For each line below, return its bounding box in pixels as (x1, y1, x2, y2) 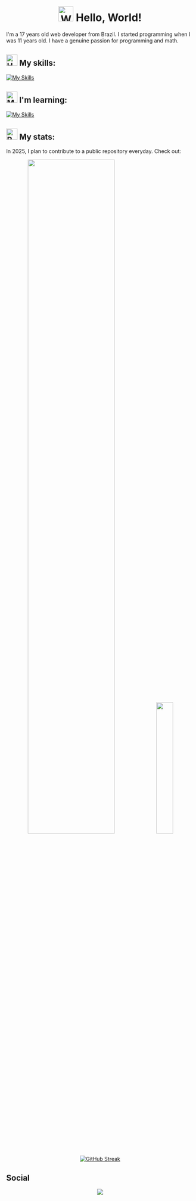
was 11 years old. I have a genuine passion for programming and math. (6, 36, 179, 44)
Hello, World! (76, 11, 142, 25)
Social (6, 1172, 30, 1183)
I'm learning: (18, 95, 67, 105)
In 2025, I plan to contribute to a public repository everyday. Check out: (6, 148, 182, 155)
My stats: (18, 132, 55, 142)
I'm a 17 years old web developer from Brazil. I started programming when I (6, 30, 191, 38)
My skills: (18, 58, 56, 68)
